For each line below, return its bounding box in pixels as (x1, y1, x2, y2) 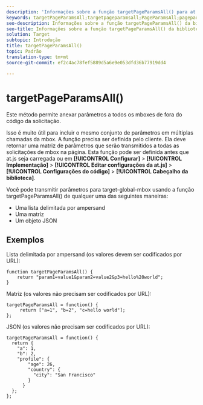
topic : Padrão (6, 49, 42, 55)
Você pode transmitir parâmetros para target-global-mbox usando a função (6, 186, 195, 193)
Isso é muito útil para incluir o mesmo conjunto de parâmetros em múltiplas (6, 129, 193, 136)
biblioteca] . (6, 174, 36, 182)
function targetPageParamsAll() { (6, 269, 94, 275)
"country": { (28, 367, 61, 373)
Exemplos (6, 235, 44, 245)
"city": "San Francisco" (33, 372, 96, 378)
